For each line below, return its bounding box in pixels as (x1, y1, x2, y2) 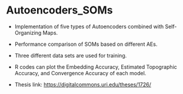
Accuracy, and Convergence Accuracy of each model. (14, 69, 147, 76)
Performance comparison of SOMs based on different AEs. (14, 41, 158, 48)
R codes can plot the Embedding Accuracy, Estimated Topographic (14, 63, 178, 70)
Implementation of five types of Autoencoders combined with (14, 23, 164, 30)
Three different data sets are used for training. (14, 52, 127, 59)
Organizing (14, 29, 42, 36)
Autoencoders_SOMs (6, 4, 113, 17)
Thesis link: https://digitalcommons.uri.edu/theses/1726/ (14, 80, 152, 88)
